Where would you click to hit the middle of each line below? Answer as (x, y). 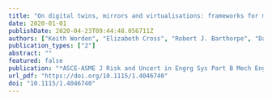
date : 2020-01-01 (38, 23)
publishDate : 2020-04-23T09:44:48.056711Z (81, 31)
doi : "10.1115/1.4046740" (52, 83)
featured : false (36, 61)
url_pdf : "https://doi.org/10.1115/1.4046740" (88, 76)
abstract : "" (30, 53)
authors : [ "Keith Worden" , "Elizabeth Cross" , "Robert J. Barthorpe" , (130, 38)
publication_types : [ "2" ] (52, 46)
